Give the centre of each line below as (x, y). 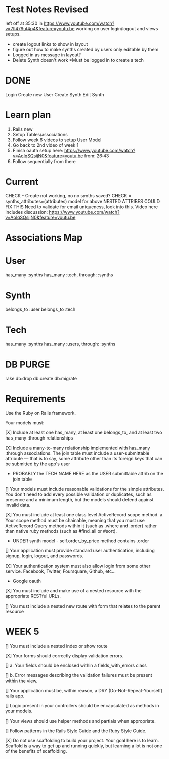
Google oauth (27, 581)
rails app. (15, 696)
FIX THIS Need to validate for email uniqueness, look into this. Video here (82, 207)
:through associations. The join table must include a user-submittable (77, 453)
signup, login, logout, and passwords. (44, 556)
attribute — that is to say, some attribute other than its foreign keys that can (84, 458)
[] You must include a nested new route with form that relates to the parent (83, 606)
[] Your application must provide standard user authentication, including (80, 550)
